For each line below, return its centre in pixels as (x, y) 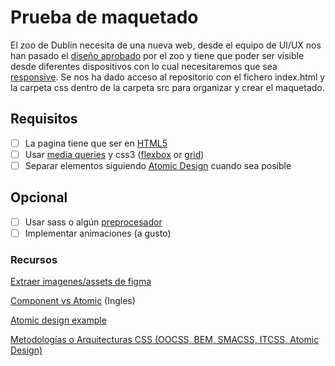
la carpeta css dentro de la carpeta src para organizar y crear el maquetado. (167, 87)
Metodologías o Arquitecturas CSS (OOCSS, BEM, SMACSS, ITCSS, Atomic (165, 340)
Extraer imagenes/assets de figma (81, 282)
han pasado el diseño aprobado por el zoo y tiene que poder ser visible (157, 55)
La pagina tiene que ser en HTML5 (96, 143)
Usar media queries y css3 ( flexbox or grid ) (114, 154)
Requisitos (44, 119)
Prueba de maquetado (104, 17)
